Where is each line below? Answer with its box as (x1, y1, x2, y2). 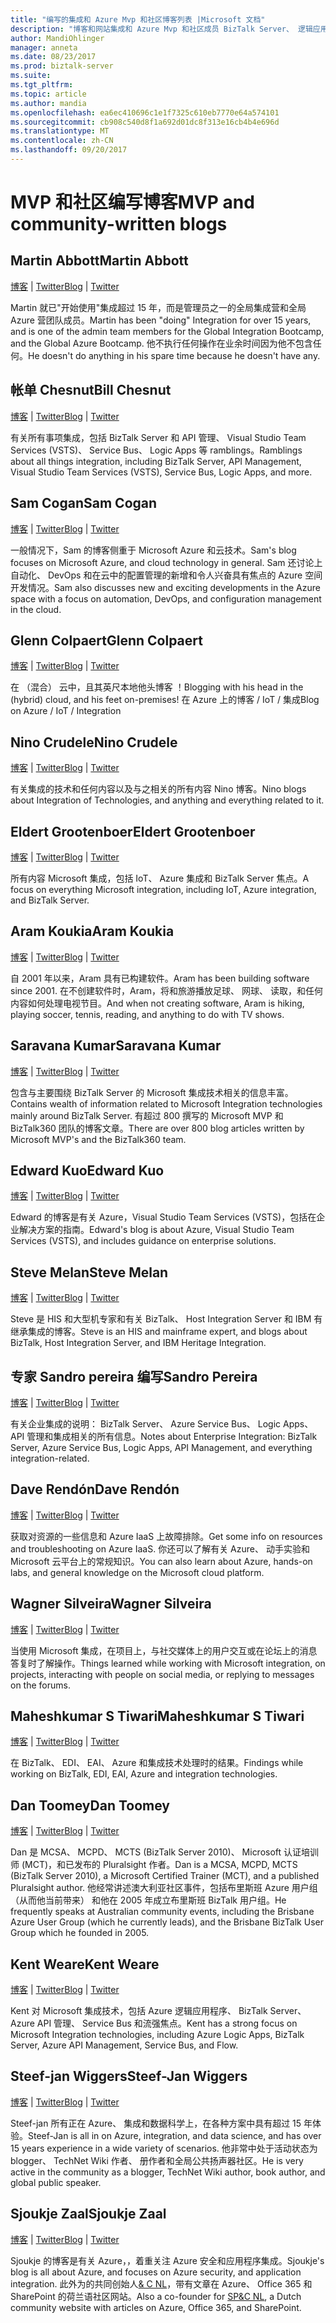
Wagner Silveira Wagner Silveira (10, 1596, 212, 1613)
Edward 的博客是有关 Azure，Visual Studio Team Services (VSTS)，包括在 (10, 1211, 317, 1223)
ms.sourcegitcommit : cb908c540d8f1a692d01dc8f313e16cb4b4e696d (10, 117, 280, 127)
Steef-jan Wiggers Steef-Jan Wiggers (10, 2068, 248, 2085)
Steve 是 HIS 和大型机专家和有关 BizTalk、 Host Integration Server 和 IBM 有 (10, 1313, 323, 1325)
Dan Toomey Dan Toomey (10, 1797, 171, 1814)
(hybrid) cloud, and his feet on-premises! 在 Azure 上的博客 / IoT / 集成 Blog (10, 694, 320, 706)
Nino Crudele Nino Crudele (10, 734, 178, 751)
